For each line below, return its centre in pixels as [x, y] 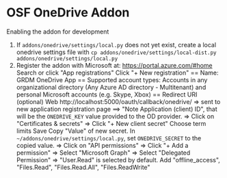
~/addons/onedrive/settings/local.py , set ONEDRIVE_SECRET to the [109, 138]
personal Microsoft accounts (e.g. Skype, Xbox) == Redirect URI [107, 94]
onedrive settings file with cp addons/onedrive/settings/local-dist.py [116, 52]
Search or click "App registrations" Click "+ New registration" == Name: [118, 73]
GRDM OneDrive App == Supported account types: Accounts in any [112, 79]
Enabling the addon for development [58, 31]
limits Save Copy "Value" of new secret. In [76, 131]
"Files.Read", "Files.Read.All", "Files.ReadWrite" [83, 167]
